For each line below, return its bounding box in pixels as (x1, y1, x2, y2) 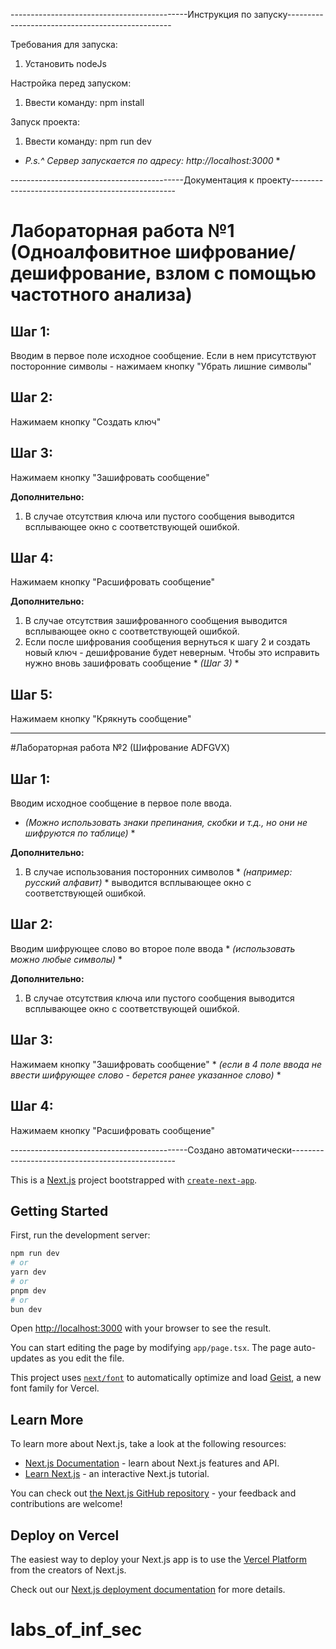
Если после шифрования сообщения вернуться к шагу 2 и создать (24, 636, 311, 648)
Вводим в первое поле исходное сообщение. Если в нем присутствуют (10, 350, 317, 361)
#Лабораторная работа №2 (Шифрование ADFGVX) (10, 742, 231, 754)
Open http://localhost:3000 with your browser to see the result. (10, 1322, 272, 1334)
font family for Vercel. (10, 1382, 100, 1394)
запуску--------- (253, 9, 324, 20)
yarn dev (10, 1267, 47, 1278)
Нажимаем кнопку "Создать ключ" (10, 415, 162, 428)
